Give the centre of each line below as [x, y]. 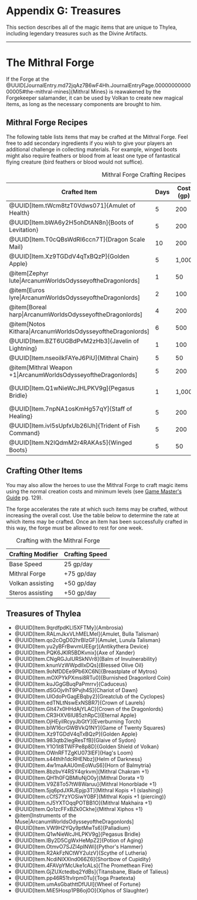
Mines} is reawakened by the [126, 91]
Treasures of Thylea [44, 613]
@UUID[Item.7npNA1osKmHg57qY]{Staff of [71, 409]
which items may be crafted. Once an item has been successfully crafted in [97, 521]
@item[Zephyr [29, 273]
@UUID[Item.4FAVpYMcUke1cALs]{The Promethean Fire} [84, 866]
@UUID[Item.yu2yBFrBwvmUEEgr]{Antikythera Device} [82, 647]
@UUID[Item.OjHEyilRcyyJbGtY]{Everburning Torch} [78, 722]
